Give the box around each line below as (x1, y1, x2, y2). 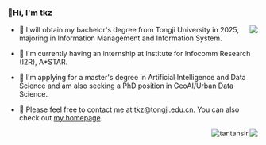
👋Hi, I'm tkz (7, 7, 53, 18)
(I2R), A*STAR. (18, 57, 68, 67)
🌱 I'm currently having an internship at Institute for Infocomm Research (18, 49, 251, 59)
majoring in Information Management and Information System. (18, 33, 223, 43)
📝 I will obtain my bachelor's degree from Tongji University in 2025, (18, 25, 240, 35)
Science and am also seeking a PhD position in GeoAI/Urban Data (18, 81, 234, 90)
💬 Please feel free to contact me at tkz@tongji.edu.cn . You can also (18, 105, 240, 114)
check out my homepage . (18, 113, 103, 123)
